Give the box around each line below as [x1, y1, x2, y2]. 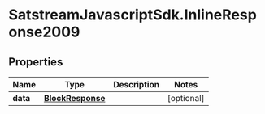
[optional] [167, 93, 205, 103]
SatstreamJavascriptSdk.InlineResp [8, 6, 258, 24]
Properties [8, 55, 63, 69]
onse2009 [8, 23, 80, 41]
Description [113, 79, 160, 90]
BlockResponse [43, 93, 106, 103]
